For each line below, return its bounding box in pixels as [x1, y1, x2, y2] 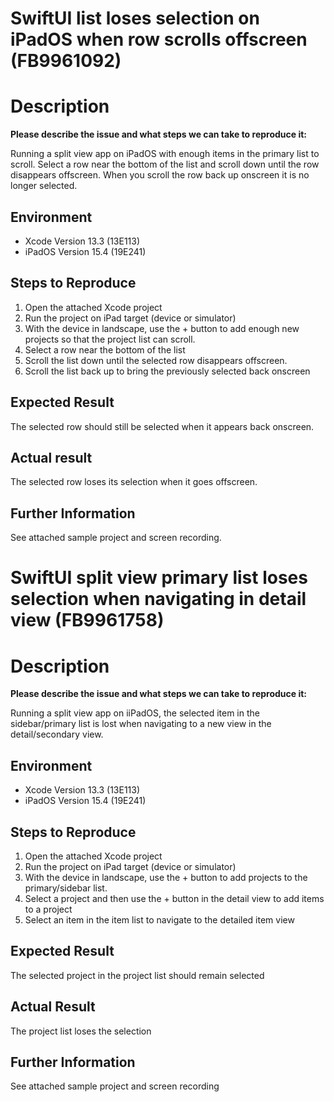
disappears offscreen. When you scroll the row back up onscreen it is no [10, 169, 310, 181]
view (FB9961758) [10, 609, 165, 632]
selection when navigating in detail [10, 588, 307, 611]
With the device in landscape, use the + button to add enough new [24, 322, 300, 334]
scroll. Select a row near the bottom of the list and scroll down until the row [10, 158, 320, 171]
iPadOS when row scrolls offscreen [10, 28, 308, 51]
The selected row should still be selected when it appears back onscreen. [10, 420, 315, 432]
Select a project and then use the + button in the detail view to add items [24, 892, 325, 904]
